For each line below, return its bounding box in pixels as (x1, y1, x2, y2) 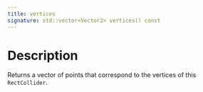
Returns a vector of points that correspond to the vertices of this (7, 71, 197, 79)
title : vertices (7, 10, 56, 18)
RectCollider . (7, 79, 48, 87)
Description (7, 47, 78, 64)
